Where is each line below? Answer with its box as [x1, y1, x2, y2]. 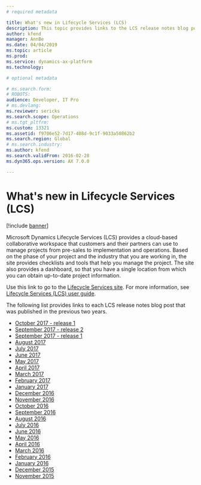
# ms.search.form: [6, 86, 52, 92]
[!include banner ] [6, 222, 49, 229]
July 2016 [14, 421, 39, 429]
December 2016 [14, 389, 55, 396]
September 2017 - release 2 [14, 326, 84, 333]
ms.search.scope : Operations [6, 113, 79, 120]
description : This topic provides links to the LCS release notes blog [6, 25, 188, 31]
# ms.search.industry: [6, 141, 63, 147]
